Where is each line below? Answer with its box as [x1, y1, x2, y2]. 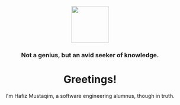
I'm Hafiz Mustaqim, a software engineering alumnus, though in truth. [5, 92, 175, 99]
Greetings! [63, 73, 117, 86]
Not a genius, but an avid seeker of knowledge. [21, 51, 159, 59]
